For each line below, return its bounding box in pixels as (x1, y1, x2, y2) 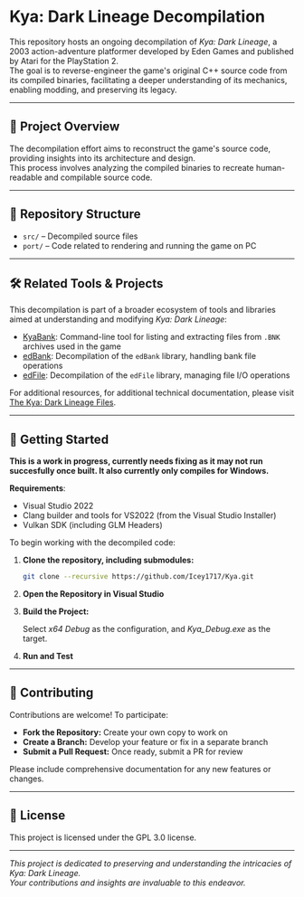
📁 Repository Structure (9, 206, 141, 222)
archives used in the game (22, 341, 122, 352)
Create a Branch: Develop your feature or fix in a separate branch (22, 736, 269, 747)
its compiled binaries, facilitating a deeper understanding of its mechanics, (9, 74, 288, 85)
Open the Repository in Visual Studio (22, 589, 165, 600)
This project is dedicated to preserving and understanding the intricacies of (9, 857, 292, 869)
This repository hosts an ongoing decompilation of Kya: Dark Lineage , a (9, 36, 278, 47)
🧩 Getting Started (9, 431, 109, 447)
